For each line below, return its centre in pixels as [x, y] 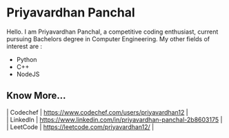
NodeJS [28, 74]
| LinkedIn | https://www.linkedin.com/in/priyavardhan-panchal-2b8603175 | [114, 119]
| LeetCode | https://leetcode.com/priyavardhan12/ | [80, 127]
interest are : [24, 46]
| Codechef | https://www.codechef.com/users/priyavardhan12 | [98, 112]
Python [27, 59]
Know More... [36, 96]
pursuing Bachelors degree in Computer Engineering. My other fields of [108, 38]
